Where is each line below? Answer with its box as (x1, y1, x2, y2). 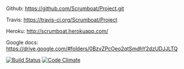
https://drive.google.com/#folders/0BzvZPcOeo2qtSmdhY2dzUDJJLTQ (6, 45, 178, 52)
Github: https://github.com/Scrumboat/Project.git (6, 5, 124, 12)
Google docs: (6, 39, 39, 46)
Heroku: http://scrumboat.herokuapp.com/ (6, 27, 109, 34)
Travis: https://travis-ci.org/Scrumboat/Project (6, 16, 118, 23)
